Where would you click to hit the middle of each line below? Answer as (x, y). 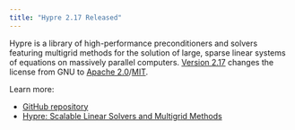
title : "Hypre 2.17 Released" (66, 17)
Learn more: (32, 89)
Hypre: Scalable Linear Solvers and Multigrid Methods (122, 116)
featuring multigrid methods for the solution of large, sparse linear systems (147, 52)
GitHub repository (55, 106)
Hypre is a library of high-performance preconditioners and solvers (134, 43)
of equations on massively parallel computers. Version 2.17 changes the (142, 62)
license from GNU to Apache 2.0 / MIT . (79, 72)
